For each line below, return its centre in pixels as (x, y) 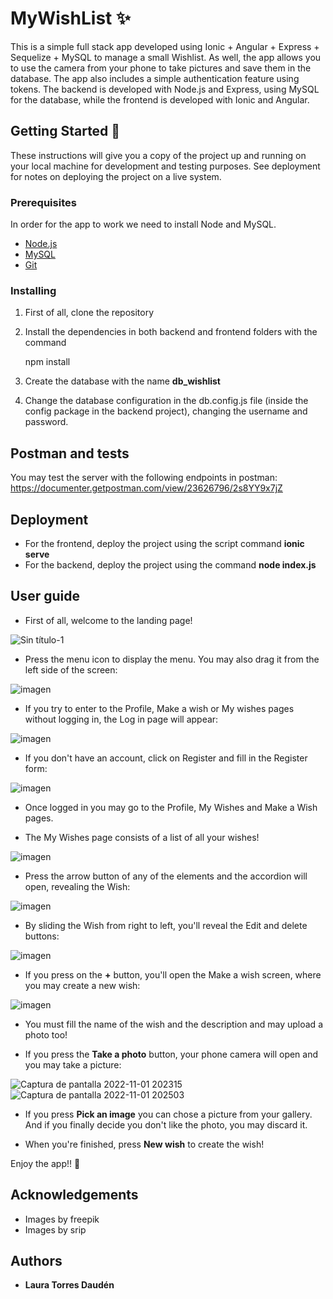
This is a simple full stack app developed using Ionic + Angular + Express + (165, 46)
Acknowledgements (74, 1195)
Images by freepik (62, 1219)
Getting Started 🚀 (65, 131)
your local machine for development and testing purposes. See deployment (165, 166)
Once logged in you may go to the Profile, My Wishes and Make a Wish (171, 807)
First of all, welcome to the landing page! (108, 620)
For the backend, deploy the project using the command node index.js (170, 564)
